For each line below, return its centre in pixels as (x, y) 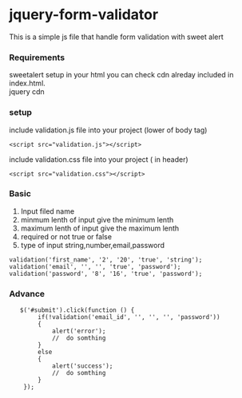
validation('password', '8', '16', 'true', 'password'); (106, 274)
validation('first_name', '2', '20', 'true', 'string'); (106, 260)
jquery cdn (27, 92)
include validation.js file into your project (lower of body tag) (108, 130)
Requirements (37, 57)
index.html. (28, 83)
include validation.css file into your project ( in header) (99, 159)
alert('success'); (82, 366)
